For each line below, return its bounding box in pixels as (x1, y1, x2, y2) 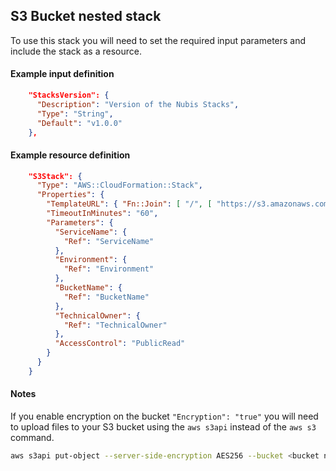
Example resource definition (10, 149, 131, 161)
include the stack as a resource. (10, 45, 142, 57)
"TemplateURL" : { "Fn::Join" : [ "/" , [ (46, 199, 213, 209)
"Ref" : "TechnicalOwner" (63, 320, 168, 330)
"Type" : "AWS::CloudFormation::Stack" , (36, 180, 203, 191)
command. (10, 432, 55, 444)
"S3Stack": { (28, 171, 83, 181)
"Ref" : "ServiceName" (63, 236, 155, 246)
